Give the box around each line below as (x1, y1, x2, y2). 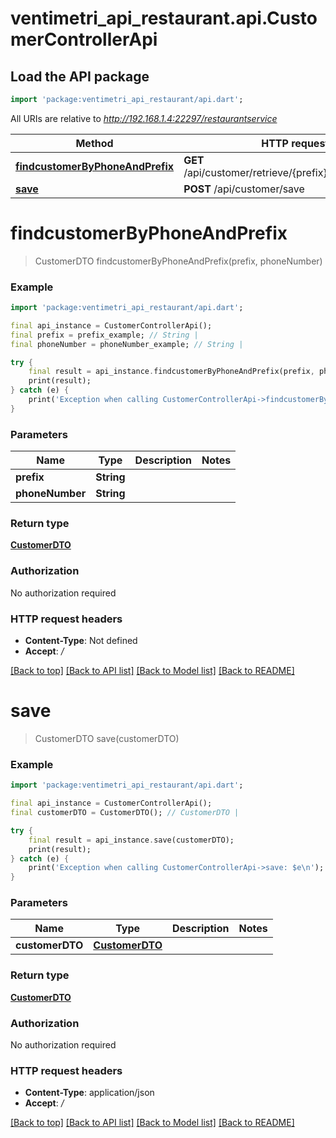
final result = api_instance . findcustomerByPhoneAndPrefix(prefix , (28, 367, 315, 377)
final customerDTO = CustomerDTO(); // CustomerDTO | (10, 808, 240, 818)
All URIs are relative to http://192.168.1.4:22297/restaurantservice (10, 112, 278, 124)
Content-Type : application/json (24, 1087, 155, 1099)
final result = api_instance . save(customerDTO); (28, 835, 235, 845)
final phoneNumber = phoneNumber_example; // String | (10, 339, 244, 349)
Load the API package (10, 68, 150, 85)
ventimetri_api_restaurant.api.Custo (10, 7, 318, 30)
